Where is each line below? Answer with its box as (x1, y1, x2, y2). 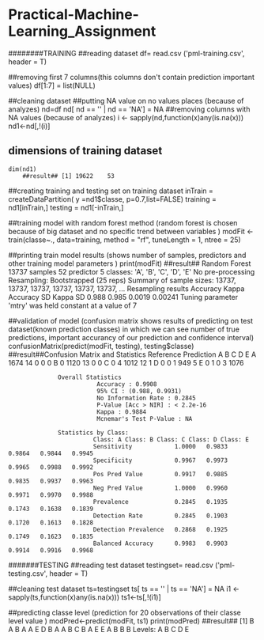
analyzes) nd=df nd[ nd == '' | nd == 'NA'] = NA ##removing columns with (8, 104, 251, 114)
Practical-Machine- (8, 6, 140, 24)
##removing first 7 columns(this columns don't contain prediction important (8, 72, 255, 81)
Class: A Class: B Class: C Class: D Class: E (92, 435, 249, 444)
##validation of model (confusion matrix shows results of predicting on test (8, 316, 253, 325)
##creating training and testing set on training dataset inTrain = (8, 186, 213, 195)
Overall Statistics (58, 373, 123, 381)
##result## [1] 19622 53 (22, 172, 115, 180)
